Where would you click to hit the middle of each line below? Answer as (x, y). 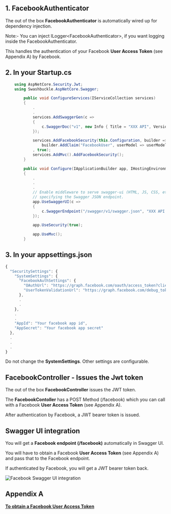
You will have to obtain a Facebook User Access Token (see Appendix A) (82, 453)
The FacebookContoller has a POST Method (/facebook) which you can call (85, 399)
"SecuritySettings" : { (34, 271)
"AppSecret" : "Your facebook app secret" (59, 328)
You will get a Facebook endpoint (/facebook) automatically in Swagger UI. (85, 443)
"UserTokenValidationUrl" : (52, 290)
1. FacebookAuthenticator (47, 8)
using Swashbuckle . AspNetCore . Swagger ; (57, 89)
